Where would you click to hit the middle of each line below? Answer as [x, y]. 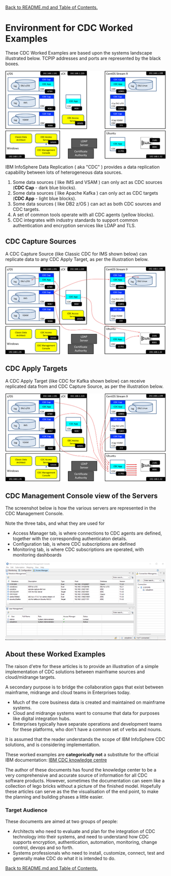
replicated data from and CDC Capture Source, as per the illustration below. [84, 386]
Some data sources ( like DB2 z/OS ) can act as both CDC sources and [87, 204]
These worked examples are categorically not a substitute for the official [82, 755]
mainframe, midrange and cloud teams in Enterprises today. [68, 693]
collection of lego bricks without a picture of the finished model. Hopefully [83, 786]
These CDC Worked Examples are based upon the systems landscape [79, 52]
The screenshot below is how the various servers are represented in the [81, 508]
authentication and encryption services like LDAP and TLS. [74, 226]
